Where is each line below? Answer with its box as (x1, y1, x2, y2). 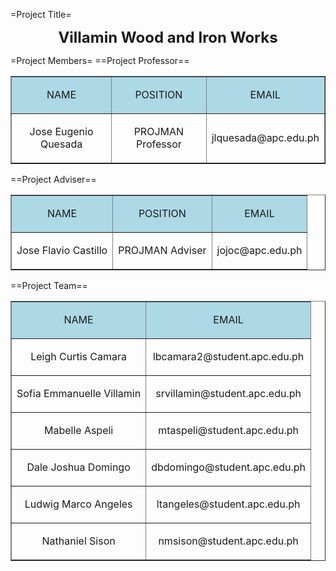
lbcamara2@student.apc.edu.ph (152, 350, 305, 363)
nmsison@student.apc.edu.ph (158, 534, 299, 548)
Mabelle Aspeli (43, 424, 114, 437)
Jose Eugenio (29, 125, 94, 138)
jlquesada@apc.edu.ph (211, 131, 320, 144)
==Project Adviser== (10, 174, 97, 185)
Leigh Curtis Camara (30, 350, 127, 363)
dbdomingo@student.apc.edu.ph (151, 460, 306, 474)
